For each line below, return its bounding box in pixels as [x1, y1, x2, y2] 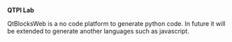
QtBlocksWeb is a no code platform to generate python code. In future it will [7, 20, 226, 27]
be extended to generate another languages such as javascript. [7, 27, 190, 35]
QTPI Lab [7, 6, 34, 14]
